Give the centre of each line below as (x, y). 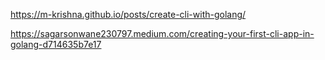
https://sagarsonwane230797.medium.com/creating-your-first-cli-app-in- (162, 33)
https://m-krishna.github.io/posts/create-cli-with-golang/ (128, 14)
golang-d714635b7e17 (56, 44)
